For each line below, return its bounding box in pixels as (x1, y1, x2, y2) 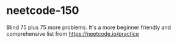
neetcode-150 (6, 4, 79, 18)
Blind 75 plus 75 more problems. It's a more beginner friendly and (6, 24, 172, 31)
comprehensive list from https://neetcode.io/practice (6, 30, 139, 37)
